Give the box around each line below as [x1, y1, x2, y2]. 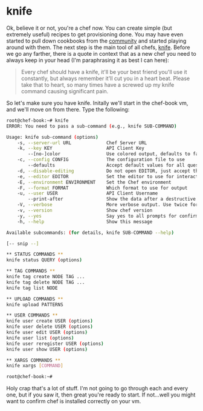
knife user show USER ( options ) [6, 346, 88, 352]
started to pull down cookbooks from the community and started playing [6, 37, 187, 44]
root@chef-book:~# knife [6, 117, 69, 124]
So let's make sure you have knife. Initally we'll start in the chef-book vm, [6, 99, 188, 107]
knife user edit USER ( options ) [6, 329, 88, 336]
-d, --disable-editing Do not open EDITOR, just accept [17, 168, 190, 174]
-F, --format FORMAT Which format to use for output [17, 185, 188, 191]
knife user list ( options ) [6, 335, 74, 341]
